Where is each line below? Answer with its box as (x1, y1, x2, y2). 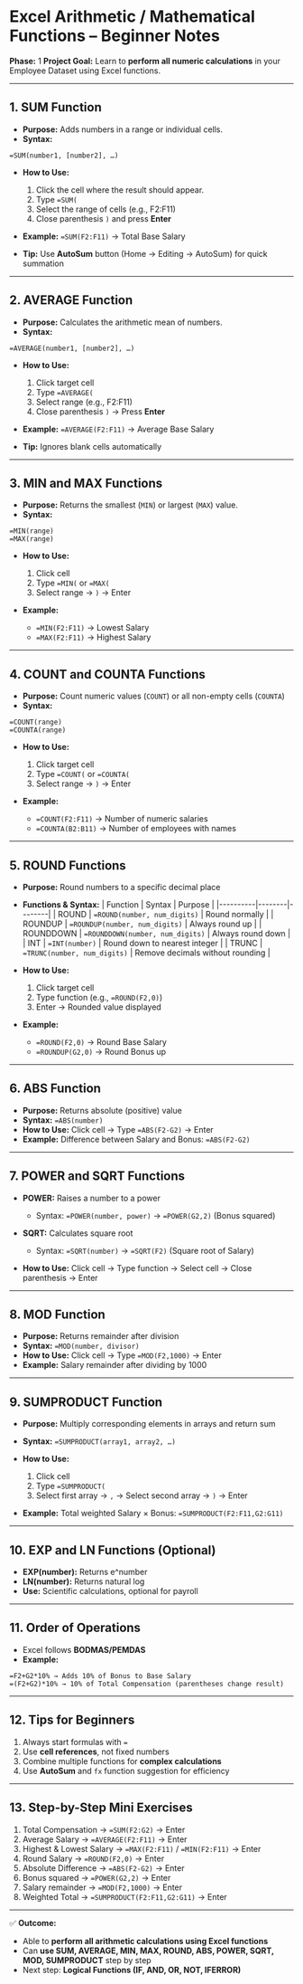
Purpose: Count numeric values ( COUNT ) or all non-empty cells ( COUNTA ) (22, 690, 286, 702)
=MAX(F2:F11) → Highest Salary (35, 631, 151, 643)
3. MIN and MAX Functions (9, 475, 163, 490)
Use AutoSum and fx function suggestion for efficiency (22, 1765, 230, 1776)
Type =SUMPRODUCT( (35, 1481, 106, 1492)
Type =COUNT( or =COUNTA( (35, 769, 131, 780)
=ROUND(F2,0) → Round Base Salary (35, 1037, 167, 1047)
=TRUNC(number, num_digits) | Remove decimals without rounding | (22, 947, 271, 958)
